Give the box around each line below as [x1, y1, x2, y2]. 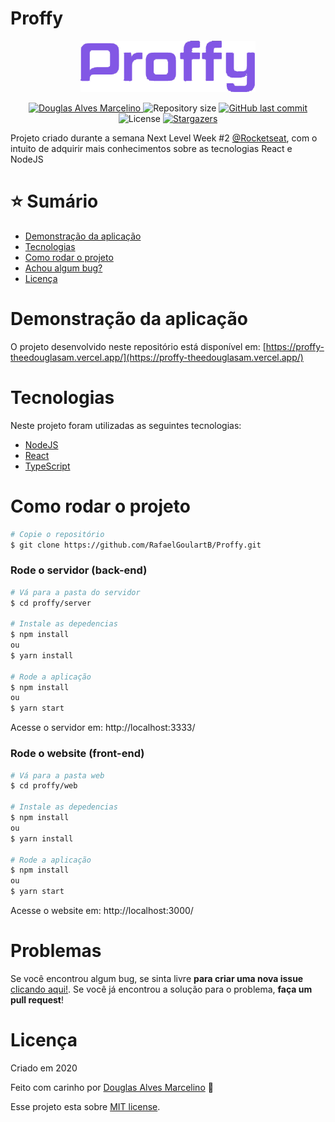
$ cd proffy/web [10, 781, 78, 791]
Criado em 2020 [10, 1062, 78, 1074]
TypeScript [24, 460, 71, 472]
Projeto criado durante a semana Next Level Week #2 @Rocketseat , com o [10, 132, 318, 144]
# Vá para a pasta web [10, 770, 105, 781]
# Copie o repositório [10, 529, 105, 539]
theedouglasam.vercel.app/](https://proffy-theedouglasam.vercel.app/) [10, 351, 304, 363]
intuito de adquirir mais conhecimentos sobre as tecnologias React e [10, 142, 293, 154]
